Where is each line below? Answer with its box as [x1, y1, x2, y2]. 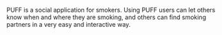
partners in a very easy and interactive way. [6, 21, 131, 28]
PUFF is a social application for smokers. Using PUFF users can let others [6, 6, 216, 14]
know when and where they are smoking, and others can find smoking [6, 13, 206, 21]
